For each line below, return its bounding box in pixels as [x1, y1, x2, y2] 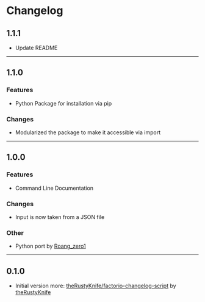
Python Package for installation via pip [15, 99, 112, 107]
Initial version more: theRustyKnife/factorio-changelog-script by [15, 282, 176, 290]
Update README [15, 44, 58, 51]
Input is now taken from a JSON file [15, 213, 105, 220]
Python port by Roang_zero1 [15, 242, 87, 250]
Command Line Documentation [15, 184, 93, 192]
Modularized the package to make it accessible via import [15, 129, 160, 136]
